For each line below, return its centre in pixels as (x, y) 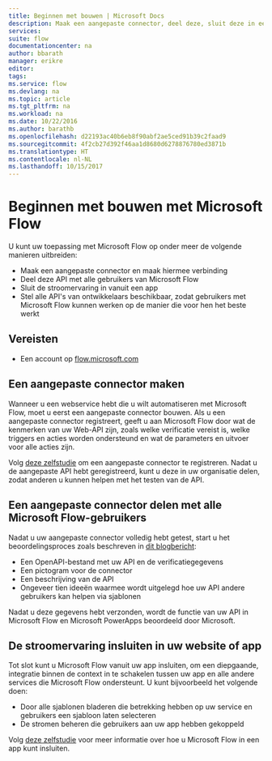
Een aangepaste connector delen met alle (115, 505)
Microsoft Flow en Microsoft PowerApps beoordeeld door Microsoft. (122, 620)
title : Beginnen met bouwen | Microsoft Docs (86, 16)
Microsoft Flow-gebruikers (78, 518)
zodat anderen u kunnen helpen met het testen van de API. (106, 480)
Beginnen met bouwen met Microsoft (136, 207)
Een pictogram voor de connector (76, 570)
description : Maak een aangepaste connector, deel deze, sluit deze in (132, 24)
